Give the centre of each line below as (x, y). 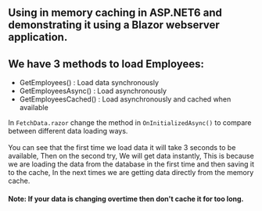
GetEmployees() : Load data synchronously (89, 83)
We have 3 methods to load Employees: (106, 64)
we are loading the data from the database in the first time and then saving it (131, 164)
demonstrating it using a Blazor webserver (114, 25)
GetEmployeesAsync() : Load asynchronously (93, 91)
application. (38, 37)
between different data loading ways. (68, 131)
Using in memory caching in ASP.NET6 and (115, 13)
